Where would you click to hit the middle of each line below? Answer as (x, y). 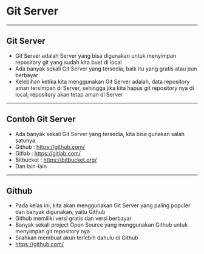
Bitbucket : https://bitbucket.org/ (56, 160)
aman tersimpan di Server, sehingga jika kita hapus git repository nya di (104, 88)
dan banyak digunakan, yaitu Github (60, 212)
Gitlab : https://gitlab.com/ (48, 153)
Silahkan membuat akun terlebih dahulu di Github (76, 238)
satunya (25, 140)
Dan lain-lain (31, 166)
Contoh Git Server (41, 119)
